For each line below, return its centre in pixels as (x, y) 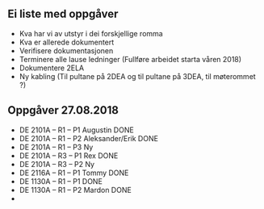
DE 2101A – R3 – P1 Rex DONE (69, 155)
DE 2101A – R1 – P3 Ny (56, 147)
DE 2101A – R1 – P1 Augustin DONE (76, 130)
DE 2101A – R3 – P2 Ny (57, 164)
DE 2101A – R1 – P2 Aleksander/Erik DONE (89, 138)
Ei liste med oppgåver (63, 14)
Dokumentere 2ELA (52, 68)
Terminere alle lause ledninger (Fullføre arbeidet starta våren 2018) (130, 59)
